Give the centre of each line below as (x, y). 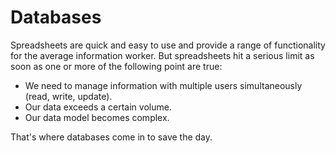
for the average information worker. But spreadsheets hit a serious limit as (162, 55)
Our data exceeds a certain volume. (98, 107)
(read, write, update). (68, 96)
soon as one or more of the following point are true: (116, 66)
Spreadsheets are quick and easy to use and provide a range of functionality (168, 45)
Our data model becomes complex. (97, 117)
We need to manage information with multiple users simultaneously (163, 85)
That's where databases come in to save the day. (111, 137)
